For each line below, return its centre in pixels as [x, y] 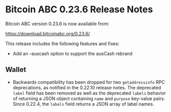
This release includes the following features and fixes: [62, 43]
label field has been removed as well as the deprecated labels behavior [89, 93]
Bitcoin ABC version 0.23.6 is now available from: [57, 24]
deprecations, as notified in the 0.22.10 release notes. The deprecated [87, 87]
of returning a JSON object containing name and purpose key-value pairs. [89, 98]
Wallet [16, 70]
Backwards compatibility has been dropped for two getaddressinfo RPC [89, 82]
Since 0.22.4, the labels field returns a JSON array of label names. [83, 104]
